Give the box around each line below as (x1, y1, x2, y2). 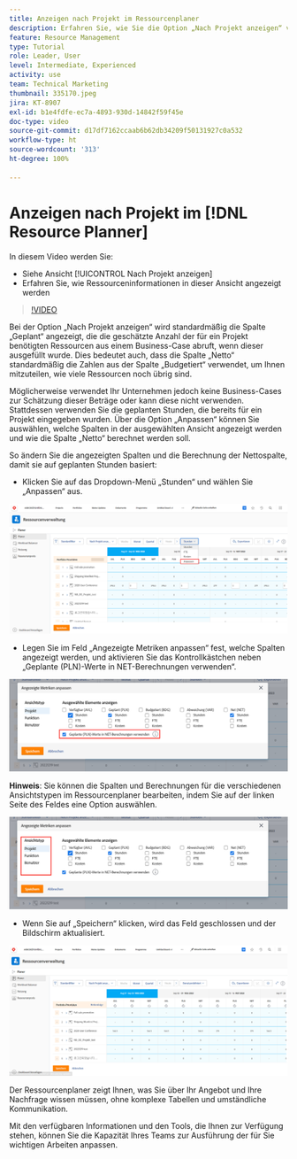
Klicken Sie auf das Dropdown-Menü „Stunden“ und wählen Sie (21, 476, 254, 487)
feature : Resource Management (9, 33, 121, 42)
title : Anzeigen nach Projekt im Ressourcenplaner (9, 14, 200, 23)
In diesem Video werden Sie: (9, 251, 113, 261)
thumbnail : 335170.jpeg (9, 89, 97, 97)
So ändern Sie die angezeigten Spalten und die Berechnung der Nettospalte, (9, 450, 288, 460)
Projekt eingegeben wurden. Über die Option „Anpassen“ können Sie (9, 413, 260, 424)
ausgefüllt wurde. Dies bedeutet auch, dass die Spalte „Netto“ (9, 350, 235, 360)
